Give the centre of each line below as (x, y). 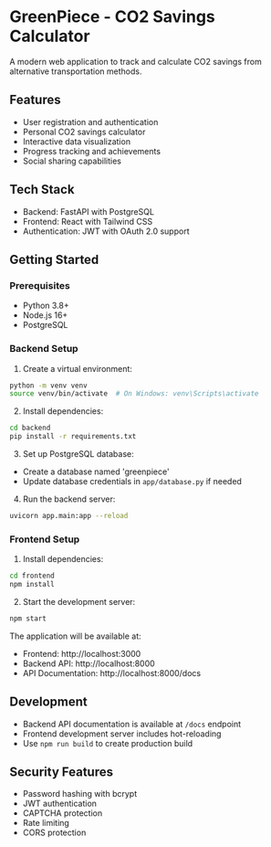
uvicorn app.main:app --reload (69, 516)
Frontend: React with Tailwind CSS (88, 221)
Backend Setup (44, 349)
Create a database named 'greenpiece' (96, 471)
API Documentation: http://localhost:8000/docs (112, 672)
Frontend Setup (45, 539)
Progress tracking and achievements (92, 151)
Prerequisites (40, 285)
